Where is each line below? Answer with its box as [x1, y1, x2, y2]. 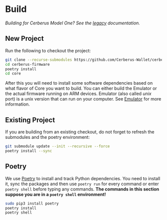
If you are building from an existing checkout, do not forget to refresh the [5, 129, 155, 135]
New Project [5, 34, 44, 43]
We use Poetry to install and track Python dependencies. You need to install [5, 175, 161, 181]
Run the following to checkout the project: [5, 47, 91, 53]
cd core [5, 71, 21, 76]
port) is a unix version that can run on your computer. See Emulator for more [5, 96, 162, 102]
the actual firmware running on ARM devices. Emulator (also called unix [5, 91, 152, 97]
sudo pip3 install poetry [5, 201, 59, 206]
